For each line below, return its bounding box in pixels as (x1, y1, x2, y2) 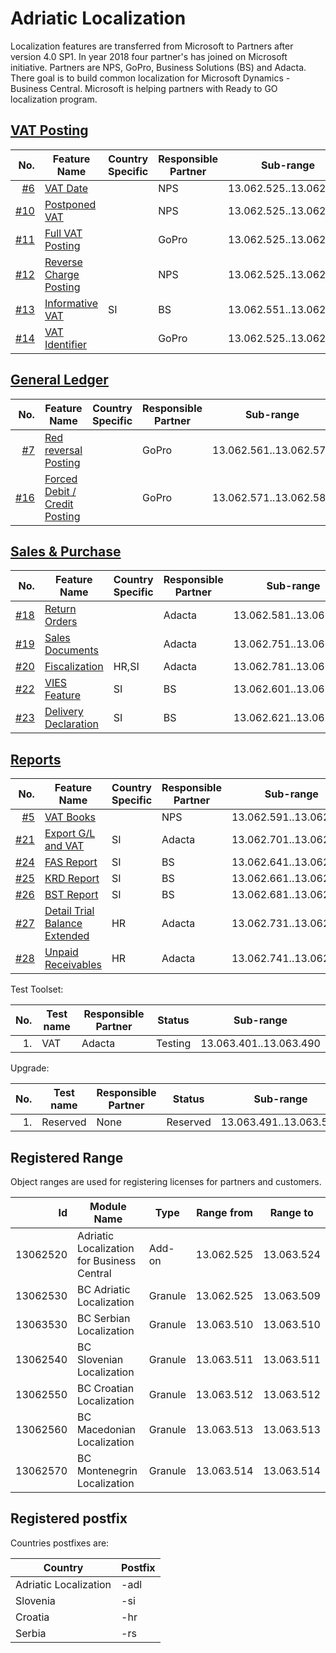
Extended (44, 929, 90, 943)
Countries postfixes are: (10, 1537, 110, 1549)
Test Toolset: (10, 983, 64, 996)
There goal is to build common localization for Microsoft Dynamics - (10, 72, 291, 84)
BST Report (44, 888, 99, 902)
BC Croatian (77, 1382, 135, 1395)
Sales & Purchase (10, 543, 122, 560)
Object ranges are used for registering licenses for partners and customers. (10, 1176, 322, 1187)
